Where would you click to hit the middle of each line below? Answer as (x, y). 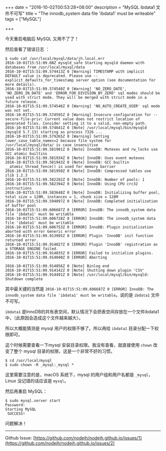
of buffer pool (21, 205)
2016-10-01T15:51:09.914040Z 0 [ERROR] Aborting (56, 257)
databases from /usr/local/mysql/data (45, 67)
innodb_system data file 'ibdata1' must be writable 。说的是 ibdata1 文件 (82, 295)
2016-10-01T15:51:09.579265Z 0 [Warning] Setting (57, 136)
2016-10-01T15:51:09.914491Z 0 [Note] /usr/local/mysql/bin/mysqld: (77, 275)
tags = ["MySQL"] (23, 19)
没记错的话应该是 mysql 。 (43, 381)
